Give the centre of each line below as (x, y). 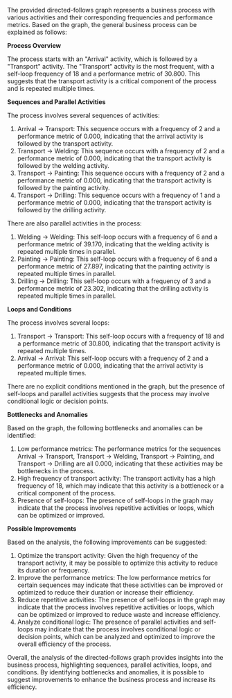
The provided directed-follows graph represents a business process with (111, 10)
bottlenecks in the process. (56, 471)
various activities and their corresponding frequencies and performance (110, 17)
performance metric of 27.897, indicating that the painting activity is (114, 266)
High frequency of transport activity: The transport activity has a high (116, 478)
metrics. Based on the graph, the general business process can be (102, 25)
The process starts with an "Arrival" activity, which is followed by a (102, 59)
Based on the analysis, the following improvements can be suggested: (107, 542)
